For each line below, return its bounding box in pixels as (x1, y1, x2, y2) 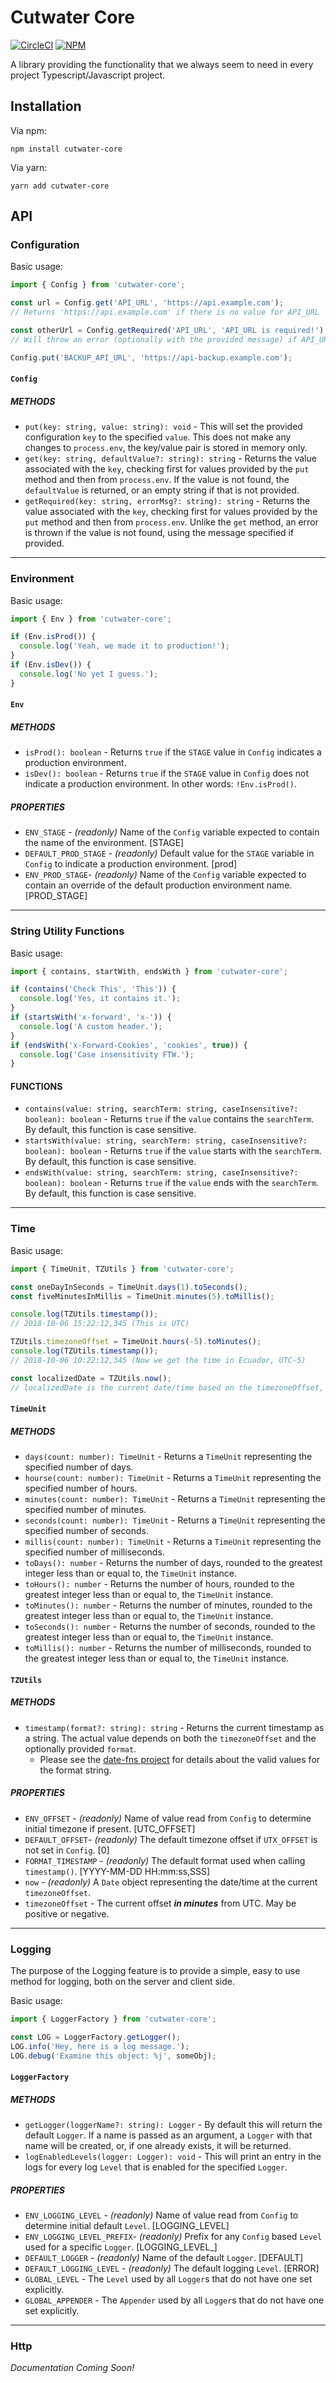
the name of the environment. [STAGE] (24, 837, 185, 849)
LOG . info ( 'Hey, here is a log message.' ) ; (10, 2041, 190, 2051)
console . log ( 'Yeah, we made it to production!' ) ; (19, 641, 230, 651)
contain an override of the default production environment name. (24, 879, 293, 891)
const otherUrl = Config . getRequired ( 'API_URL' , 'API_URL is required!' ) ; (10, 326, 329, 336)
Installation (10, 98, 82, 115)
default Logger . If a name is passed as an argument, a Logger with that (24, 2129, 313, 2141)
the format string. (39, 1764, 112, 1776)
